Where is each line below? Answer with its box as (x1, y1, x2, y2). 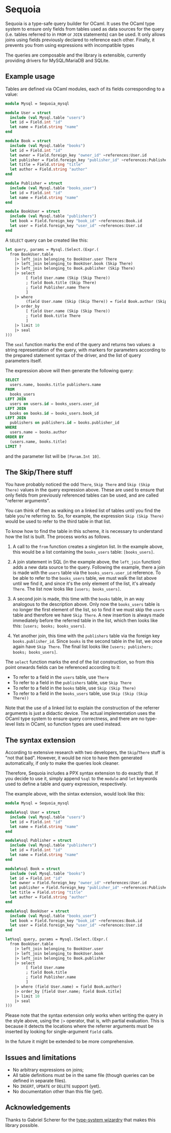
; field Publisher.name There (25, 285, 90, 290)
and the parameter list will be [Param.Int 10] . (5, 453, 101, 459)
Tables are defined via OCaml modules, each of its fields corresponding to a (5, 86, 165, 92)
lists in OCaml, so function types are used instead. (16, 721, 122, 727)
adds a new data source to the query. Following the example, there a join (12, 564, 165, 571)
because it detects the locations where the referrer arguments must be (5, 1023, 154, 1029)
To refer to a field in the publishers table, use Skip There (12, 680, 132, 686)
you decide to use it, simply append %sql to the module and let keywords (5, 776, 158, 782)
